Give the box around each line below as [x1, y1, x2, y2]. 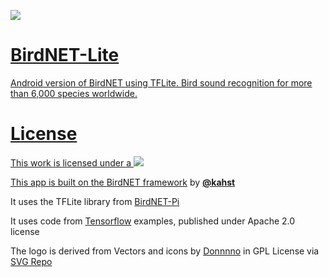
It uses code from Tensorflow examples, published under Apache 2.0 [10, 215, 296, 227]
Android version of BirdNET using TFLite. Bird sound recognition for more [10, 76, 313, 89]
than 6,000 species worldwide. [10, 87, 138, 99]
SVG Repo [10, 255, 53, 267]
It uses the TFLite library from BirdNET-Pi [10, 195, 180, 207]
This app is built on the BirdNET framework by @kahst [10, 176, 236, 188]
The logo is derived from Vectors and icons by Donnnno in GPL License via [10, 245, 320, 257]
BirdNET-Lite [10, 44, 120, 67]
